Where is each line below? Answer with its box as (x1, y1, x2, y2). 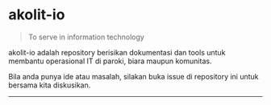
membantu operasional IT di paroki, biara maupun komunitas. (8, 56, 212, 66)
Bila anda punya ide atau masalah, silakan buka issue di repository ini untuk (8, 71, 260, 81)
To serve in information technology (27, 32, 145, 42)
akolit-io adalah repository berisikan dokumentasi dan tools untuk (8, 47, 226, 57)
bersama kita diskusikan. (8, 80, 91, 90)
